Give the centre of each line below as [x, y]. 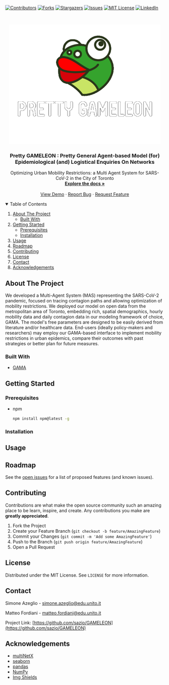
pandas [20, 667]
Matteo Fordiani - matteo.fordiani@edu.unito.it [53, 613]
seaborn [21, 661]
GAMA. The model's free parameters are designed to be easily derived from [84, 322]
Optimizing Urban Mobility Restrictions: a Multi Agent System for [77, 173]
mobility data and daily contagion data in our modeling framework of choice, [84, 317]
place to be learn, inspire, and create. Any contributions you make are [78, 510]
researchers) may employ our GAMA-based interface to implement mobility [83, 333]
